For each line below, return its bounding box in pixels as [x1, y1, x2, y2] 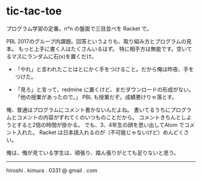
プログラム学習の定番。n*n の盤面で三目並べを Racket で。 [6, 25, 152, 32]
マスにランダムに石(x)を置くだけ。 [11, 52, 97, 60]
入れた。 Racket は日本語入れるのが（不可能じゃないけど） [16, 128, 164, 136]
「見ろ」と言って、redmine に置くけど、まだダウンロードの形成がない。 [14, 85, 194, 93]
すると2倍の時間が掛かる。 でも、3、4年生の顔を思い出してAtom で [16, 121, 185, 128]
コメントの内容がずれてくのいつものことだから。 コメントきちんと [16, 113, 182, 121]
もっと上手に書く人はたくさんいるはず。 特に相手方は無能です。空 [17, 45, 182, 52]
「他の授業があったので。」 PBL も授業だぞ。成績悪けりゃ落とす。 [14, 93, 177, 101]
